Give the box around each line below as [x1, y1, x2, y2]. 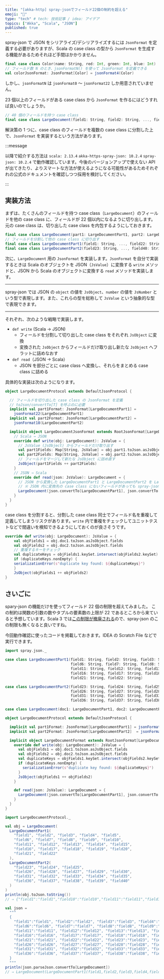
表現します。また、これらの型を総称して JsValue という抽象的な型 [21, 295, 155, 301]
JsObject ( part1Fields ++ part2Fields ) [18, 462, 97, 466]
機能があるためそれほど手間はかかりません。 [9, 52, 99, 58]
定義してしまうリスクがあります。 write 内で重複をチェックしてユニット [5, 518, 149, 524]
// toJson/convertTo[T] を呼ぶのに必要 [9, 402, 85, 407]
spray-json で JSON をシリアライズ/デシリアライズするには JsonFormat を [5, 40, 153, 46]
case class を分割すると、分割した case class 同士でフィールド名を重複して [5, 512, 158, 517]
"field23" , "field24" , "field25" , [14, 865, 84, 870]
